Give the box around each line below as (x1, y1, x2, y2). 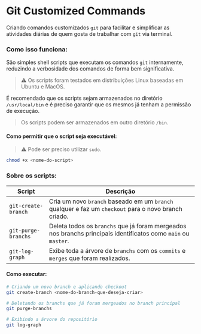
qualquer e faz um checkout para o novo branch (48, 204, 182, 213)
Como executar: (6, 271, 47, 278)
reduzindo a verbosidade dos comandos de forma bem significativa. (6, 65, 175, 72)
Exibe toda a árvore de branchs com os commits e (48, 246, 186, 255)
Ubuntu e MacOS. (20, 83, 65, 90)
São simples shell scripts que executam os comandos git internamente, (6, 59, 184, 66)
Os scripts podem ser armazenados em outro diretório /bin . (20, 119, 169, 126)
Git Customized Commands (6, 4, 146, 18)
